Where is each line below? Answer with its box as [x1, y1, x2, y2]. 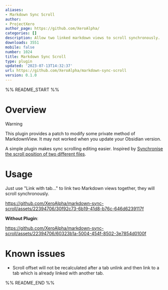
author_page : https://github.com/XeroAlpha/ [5, 26, 100, 31]
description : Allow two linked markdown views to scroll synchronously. [5, 36, 160, 41]
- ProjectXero [5, 21, 35, 27]
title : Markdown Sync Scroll [5, 54, 66, 59]
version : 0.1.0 [5, 73, 37, 78]
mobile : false [5, 45, 35, 50]
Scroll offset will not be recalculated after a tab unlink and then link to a [12, 264, 159, 270]
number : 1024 [5, 49, 33, 54]
